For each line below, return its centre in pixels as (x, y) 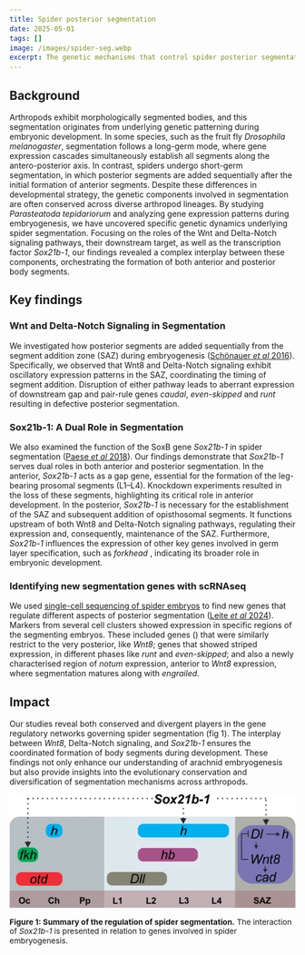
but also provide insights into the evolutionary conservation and (128, 773)
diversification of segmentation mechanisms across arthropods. (129, 782)
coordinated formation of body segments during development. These (139, 753)
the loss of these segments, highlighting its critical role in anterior (132, 495)
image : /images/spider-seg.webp (70, 48)
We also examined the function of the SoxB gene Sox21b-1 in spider (136, 447)
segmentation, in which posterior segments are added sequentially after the (151, 175)
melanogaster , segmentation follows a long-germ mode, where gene (138, 146)
